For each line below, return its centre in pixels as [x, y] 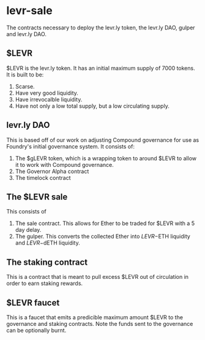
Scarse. [25, 86]
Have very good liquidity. [47, 93]
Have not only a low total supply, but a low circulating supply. [92, 106]
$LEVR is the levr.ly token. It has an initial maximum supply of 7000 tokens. [101, 68]
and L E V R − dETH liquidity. [48, 243]
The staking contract [47, 262]
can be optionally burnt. [36, 330]
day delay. [28, 230]
